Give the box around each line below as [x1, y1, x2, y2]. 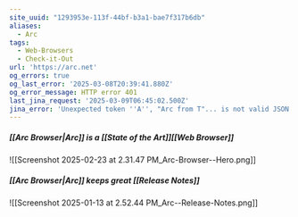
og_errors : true [9, 71, 70, 80]
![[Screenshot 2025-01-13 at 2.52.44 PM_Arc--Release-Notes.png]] [9, 197, 259, 208]
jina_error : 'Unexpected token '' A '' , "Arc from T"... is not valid [9, 104, 269, 113]
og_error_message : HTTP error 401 [9, 88, 138, 96]
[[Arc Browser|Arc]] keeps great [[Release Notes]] [9, 175, 200, 186]
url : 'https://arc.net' [9, 63, 98, 72]
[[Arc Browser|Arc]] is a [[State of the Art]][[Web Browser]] [9, 131, 235, 143]
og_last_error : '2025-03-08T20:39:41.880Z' [9, 79, 174, 88]
